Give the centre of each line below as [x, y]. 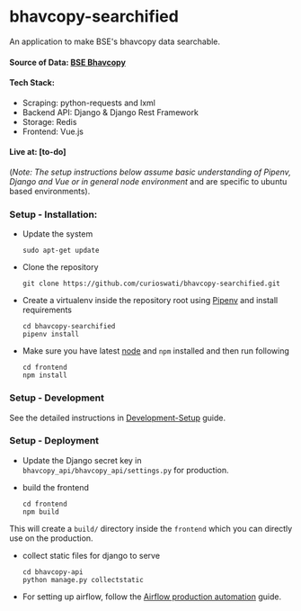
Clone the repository [60, 267]
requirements [47, 310]
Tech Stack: [32, 83]
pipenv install [51, 335]
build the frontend [56, 487]
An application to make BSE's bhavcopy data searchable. [115, 41]
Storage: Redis [49, 121]
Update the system [58, 234]
